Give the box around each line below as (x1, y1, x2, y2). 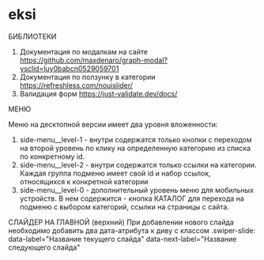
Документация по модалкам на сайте (19, 47, 149, 56)
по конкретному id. (19, 152, 85, 161)
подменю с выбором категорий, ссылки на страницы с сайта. (19, 202, 229, 211)
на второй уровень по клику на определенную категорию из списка (19, 143, 251, 153)
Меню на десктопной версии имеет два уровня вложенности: (8, 119, 218, 129)
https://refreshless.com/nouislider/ (19, 81, 133, 90)
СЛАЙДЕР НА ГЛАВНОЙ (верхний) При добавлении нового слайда (8, 217, 235, 227)
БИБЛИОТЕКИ (8, 32, 57, 41)
